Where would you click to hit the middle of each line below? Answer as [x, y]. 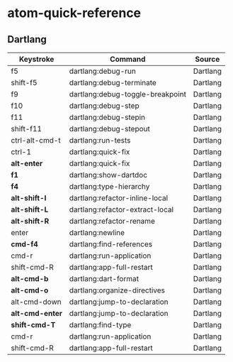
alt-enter [27, 163]
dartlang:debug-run [102, 71]
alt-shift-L [30, 209]
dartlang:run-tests [100, 140]
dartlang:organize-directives [117, 290]
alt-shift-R [30, 221]
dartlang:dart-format [104, 279]
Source [208, 59]
